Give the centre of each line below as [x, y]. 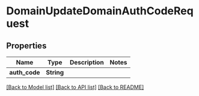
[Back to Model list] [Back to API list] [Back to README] [75, 87]
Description [87, 62]
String [55, 72]
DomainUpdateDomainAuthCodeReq [100, 11]
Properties [26, 46]
